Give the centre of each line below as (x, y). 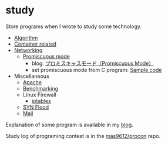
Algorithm (26, 37)
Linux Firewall (39, 95)
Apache (32, 82)
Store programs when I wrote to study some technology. (74, 26)
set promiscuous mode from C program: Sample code (97, 70)
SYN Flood (36, 107)
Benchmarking (41, 88)
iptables (41, 101)
